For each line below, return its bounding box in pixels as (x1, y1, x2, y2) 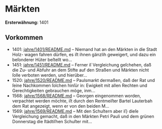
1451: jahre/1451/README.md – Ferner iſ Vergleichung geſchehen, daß (12, 62, 152, 67)
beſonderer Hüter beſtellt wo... (12, 57, 72, 63)
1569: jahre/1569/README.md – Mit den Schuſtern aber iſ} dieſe (12, 108, 139, 114)
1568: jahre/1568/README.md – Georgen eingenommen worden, (12, 93, 142, 98)
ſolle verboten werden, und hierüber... (12, 72, 87, 78)
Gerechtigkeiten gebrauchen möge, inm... (12, 87, 96, 93)
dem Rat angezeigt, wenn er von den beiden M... (12, 103, 110, 109)
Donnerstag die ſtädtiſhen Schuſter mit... (12, 118, 92, 124)
